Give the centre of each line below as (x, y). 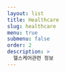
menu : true (22, 33)
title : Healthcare (33, 20)
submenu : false (29, 39)
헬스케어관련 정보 (33, 58)
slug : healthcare (32, 26)
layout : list (26, 13)
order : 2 (19, 45)
